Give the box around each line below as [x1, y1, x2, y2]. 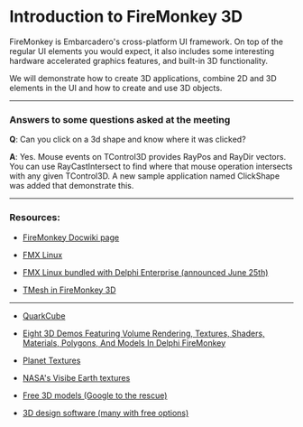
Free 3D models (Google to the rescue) [22, 390, 168, 401]
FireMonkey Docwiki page [22, 232, 120, 243]
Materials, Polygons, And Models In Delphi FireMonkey [22, 337, 226, 348]
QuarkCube [22, 310, 66, 321]
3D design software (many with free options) [22, 407, 189, 418]
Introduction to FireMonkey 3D [9, 6, 243, 27]
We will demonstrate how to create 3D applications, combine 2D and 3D [9, 72, 277, 83]
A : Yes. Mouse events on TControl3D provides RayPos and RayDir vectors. [9, 152, 287, 162]
